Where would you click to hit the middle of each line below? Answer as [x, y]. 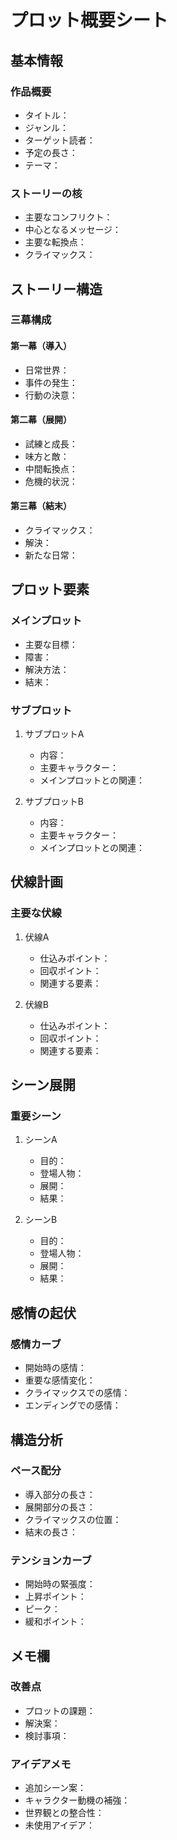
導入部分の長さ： [60, 1494]
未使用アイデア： [60, 1825]
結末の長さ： [51, 1532]
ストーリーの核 [46, 193]
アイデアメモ [41, 1764]
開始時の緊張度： [60, 1584]
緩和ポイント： [55, 1622]
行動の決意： [51, 395]
